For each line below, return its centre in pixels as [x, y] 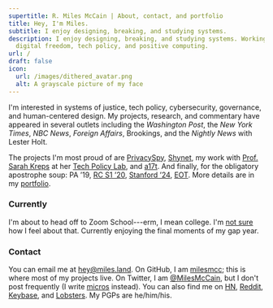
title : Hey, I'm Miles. [49, 24]
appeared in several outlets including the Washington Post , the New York [131, 124]
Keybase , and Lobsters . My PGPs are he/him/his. [90, 295]
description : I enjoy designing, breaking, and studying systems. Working [138, 39]
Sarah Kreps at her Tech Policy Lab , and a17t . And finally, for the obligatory [134, 166]
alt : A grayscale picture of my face [80, 84]
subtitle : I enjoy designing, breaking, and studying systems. [118, 31]
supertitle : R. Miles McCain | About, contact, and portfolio [116, 16]
